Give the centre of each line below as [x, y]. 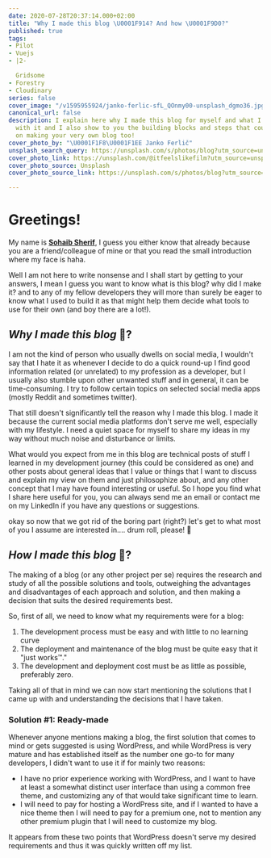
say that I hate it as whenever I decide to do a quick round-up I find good [129, 362]
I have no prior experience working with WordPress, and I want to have [138, 778]
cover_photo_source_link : [52, 173]
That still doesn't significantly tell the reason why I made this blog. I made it [133, 412]
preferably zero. [47, 674]
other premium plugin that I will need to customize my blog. [119, 821]
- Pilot [21, 46]
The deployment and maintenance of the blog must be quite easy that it [139, 649]
